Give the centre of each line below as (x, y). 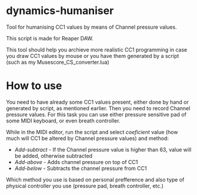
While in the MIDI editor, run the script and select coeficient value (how (92, 132)
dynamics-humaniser (60, 11)
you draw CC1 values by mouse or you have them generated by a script (93, 56)
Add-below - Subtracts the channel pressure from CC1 (81, 168)
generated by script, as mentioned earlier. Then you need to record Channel (98, 108)
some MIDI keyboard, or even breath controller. (63, 121)
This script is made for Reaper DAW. (50, 38)
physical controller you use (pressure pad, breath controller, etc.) (85, 186)
